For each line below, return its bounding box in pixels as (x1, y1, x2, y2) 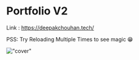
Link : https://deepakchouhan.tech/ (6, 24, 94, 31)
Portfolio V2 (6, 4, 68, 18)
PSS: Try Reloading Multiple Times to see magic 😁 (6, 35, 134, 43)
